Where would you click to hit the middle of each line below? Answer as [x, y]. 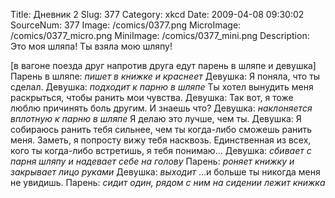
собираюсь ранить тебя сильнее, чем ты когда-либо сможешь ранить [161, 129]
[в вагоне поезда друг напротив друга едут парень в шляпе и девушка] [163, 65]
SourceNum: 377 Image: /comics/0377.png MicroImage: [126, 25]
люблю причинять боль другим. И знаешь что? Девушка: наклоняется [161, 108]
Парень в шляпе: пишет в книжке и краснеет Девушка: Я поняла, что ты [165, 76]
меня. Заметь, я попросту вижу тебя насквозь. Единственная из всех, [161, 140]
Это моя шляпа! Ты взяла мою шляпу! [91, 46]
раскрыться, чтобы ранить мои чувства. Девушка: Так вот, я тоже [152, 97]
